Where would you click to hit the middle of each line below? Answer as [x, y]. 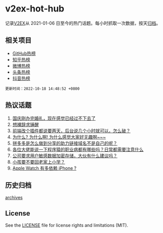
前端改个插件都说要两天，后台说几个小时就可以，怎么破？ [71, 131]
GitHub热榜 [24, 53]
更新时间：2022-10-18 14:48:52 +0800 [42, 89]
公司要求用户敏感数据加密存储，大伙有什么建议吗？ [65, 156]
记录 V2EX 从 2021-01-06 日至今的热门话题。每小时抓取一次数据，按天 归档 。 [83, 23]
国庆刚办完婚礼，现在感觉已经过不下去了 [54, 118]
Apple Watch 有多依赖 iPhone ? [44, 168]
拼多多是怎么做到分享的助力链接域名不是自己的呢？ [65, 143]
